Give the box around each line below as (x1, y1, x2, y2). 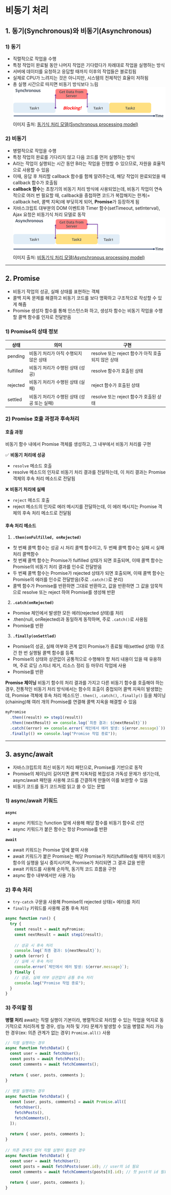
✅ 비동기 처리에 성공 (5, 452, 46, 458)
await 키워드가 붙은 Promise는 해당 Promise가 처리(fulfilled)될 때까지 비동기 (12, 853, 165, 859)
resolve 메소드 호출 (12, 463, 52, 469)
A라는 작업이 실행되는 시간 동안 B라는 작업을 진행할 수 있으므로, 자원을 (12, 160, 152, 166)
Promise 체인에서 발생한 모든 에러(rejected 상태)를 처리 (12, 610, 124, 616)
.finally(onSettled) (12, 634, 56, 639)
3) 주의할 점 (5, 1004, 33, 1012)
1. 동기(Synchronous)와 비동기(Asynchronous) (5, 26, 152, 35)
